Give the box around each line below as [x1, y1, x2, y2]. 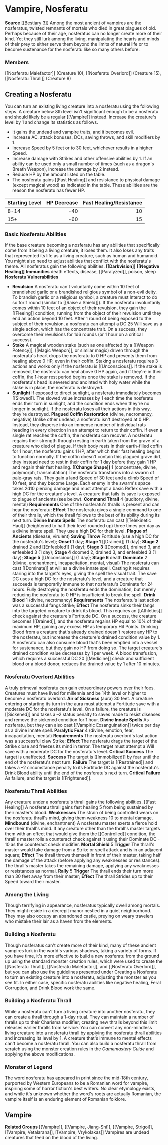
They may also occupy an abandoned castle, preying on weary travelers [5, 913, 154, 919]
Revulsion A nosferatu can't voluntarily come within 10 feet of [12, 284, 140, 290]
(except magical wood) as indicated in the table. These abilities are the [12, 182, 158, 188]
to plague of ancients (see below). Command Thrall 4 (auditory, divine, [12, 496, 159, 502]
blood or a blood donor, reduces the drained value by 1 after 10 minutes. [12, 661, 161, 667]
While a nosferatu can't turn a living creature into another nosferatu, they [5, 1008, 155, 1014]
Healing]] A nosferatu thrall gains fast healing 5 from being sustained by [5, 804, 153, 810]
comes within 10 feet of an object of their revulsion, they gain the [12, 305, 146, 311]
